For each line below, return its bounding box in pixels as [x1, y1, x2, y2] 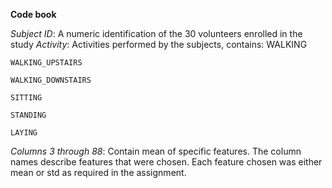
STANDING [10, 110, 47, 120]
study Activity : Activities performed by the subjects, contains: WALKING [10, 39, 308, 50]
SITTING [10, 93, 43, 103]
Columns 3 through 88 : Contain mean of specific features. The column [10, 145, 302, 157]
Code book [10, 9, 57, 20]
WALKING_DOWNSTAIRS [10, 75, 92, 85]
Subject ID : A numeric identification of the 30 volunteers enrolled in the [10, 28, 303, 39]
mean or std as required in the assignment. [10, 167, 187, 178]
